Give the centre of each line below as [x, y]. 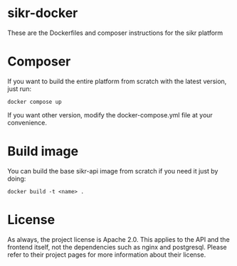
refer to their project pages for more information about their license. [107, 255]
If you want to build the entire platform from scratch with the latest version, [117, 81]
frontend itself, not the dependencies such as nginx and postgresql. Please [117, 247]
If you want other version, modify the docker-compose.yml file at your [110, 115]
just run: [20, 89]
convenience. [27, 122]
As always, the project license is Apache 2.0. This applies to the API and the [118, 239]
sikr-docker [43, 13]
